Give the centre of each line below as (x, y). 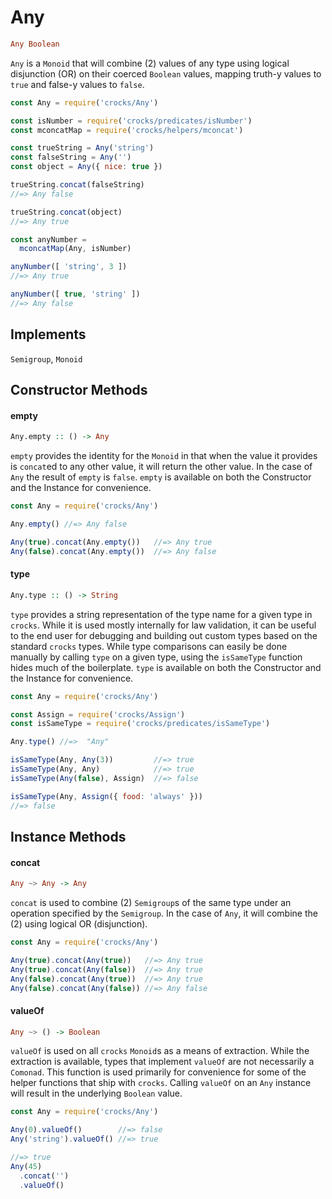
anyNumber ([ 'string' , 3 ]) (69, 267)
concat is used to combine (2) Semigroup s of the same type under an (151, 903)
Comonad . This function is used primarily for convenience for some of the (158, 1072)
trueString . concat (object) (66, 212)
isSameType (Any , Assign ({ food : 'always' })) (106, 796)
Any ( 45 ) (26, 1166)
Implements (48, 334)
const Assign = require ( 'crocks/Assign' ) (98, 714)
